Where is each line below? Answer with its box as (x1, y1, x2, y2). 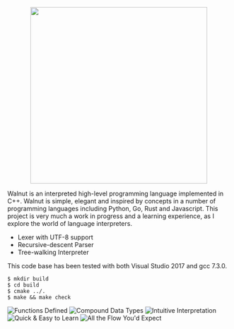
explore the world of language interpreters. (7, 220, 133, 227)
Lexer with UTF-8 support (17, 233, 93, 241)
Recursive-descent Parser (17, 241, 94, 249)
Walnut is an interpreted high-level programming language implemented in (7, 189, 224, 198)
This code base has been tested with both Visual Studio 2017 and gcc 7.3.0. (7, 262, 228, 270)
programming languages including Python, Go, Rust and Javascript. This (7, 205, 218, 213)
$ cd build (7, 282, 40, 289)
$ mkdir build (7, 275, 49, 282)
